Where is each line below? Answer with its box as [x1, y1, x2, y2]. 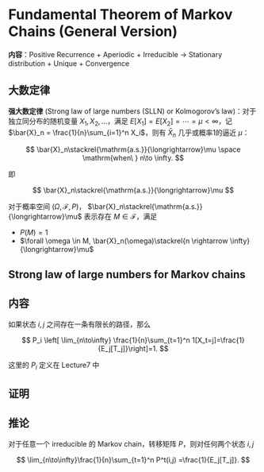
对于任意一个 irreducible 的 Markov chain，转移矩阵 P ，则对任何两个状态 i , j [8, 439, 254, 448]
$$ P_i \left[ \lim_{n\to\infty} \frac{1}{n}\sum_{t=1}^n [21, 335, 190, 345]
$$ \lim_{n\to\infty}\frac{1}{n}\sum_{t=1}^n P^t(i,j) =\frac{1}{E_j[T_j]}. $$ [16, 455, 251, 464]
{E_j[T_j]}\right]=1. [98, 343, 159, 353]
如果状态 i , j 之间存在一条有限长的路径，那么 [8, 319, 151, 329]
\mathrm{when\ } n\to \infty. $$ [82, 153, 185, 163]
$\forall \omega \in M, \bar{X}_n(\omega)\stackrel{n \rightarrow [19, 236, 228, 246]
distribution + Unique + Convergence [8, 58, 130, 68]
